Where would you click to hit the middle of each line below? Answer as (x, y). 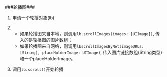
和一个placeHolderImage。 (48, 59)
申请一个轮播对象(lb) (33, 18)
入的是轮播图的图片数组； (46, 40)
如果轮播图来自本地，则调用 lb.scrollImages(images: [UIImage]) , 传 (90, 34)
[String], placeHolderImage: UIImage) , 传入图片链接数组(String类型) (91, 52)
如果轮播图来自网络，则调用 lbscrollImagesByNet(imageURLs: (82, 46)
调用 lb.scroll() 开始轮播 (38, 69)
